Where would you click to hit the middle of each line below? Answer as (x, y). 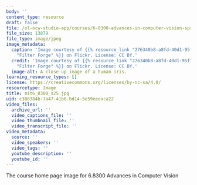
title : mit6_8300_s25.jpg (38, 93)
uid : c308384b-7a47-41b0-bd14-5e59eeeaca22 (60, 99)
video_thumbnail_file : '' (43, 121)
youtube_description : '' (42, 153)
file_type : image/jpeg (34, 39)
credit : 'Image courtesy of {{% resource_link (69, 60)
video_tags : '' (30, 148)
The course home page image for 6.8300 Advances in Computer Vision (92, 176)
